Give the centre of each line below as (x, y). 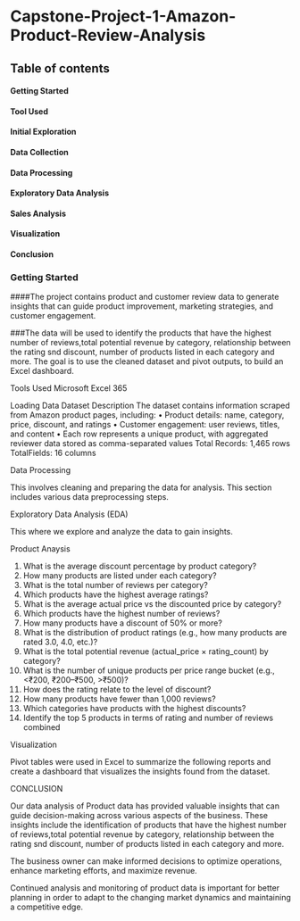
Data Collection (40, 152)
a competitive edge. (47, 907)
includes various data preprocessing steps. (89, 497)
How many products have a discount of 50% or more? (122, 623)
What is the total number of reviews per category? (115, 585)
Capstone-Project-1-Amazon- (123, 17)
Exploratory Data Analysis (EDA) (69, 514)
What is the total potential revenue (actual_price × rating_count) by (146, 651)
